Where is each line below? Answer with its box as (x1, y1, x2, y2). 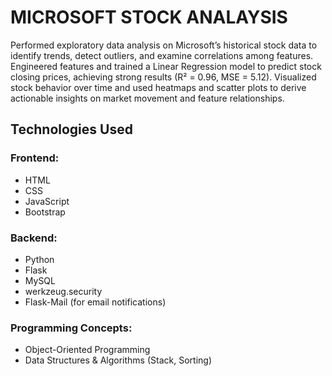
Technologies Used (10, 121, 133, 138)
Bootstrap (24, 206, 66, 218)
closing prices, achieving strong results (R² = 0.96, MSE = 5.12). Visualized (10, 71, 317, 83)
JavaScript (24, 195, 70, 207)
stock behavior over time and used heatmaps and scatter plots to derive (10, 81, 307, 93)
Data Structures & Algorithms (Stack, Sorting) (24, 354, 212, 366)
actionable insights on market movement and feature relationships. (10, 92, 285, 104)
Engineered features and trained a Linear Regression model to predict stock (10, 60, 322, 72)
